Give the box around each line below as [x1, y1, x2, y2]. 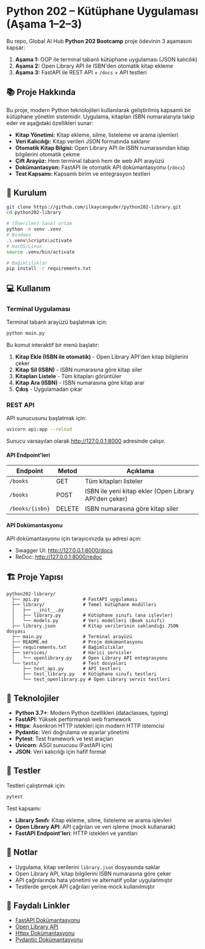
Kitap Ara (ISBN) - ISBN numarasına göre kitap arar [15, 379, 145, 386]
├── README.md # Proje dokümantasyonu [12, 639, 143, 645]
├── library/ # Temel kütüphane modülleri [12, 602, 157, 608]
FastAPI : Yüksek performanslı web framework [15, 715, 131, 723]
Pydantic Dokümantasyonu [15, 936, 84, 944]
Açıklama [126, 467, 154, 475]
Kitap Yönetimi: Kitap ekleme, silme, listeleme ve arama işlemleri [15, 131, 179, 138]
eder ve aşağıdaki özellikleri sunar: [6, 119, 93, 126]
